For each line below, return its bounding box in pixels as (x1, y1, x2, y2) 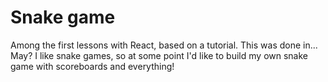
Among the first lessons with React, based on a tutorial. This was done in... (10, 39, 318, 51)
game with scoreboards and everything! (10, 60, 175, 72)
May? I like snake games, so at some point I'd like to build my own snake (10, 49, 308, 61)
